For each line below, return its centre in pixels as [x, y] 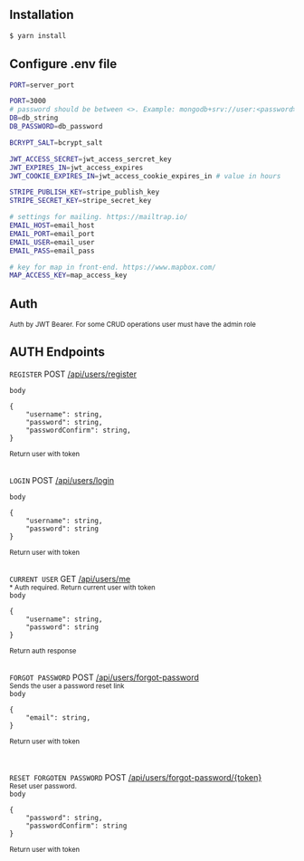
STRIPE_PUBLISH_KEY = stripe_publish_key [85, 192]
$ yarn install [38, 35]
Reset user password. [43, 786]
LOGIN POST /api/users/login [62, 480]
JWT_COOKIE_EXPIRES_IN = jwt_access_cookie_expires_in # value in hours [145, 176]
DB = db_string [34, 118]
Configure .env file [63, 64]
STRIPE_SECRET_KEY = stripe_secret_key [81, 201]
